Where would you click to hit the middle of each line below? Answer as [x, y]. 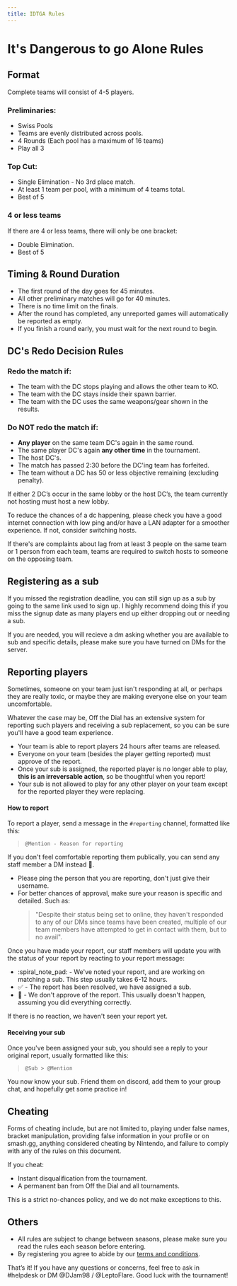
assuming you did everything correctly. [75, 1002]
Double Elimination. [46, 244]
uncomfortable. [30, 704]
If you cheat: [26, 1165]
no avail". [48, 937]
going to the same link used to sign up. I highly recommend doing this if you [118, 606]
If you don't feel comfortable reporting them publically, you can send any [114, 857]
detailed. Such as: [44, 901]
